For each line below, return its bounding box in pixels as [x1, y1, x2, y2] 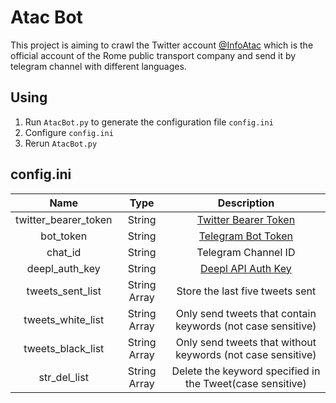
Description [217, 196, 275, 210]
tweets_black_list [23, 341, 105, 355]
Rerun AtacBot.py [24, 137, 98, 149]
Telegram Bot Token [198, 229, 293, 243]
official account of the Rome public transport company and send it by [10, 49, 297, 61]
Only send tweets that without [175, 335, 317, 349]
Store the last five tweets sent [176, 284, 317, 298]
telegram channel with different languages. [10, 60, 187, 72]
